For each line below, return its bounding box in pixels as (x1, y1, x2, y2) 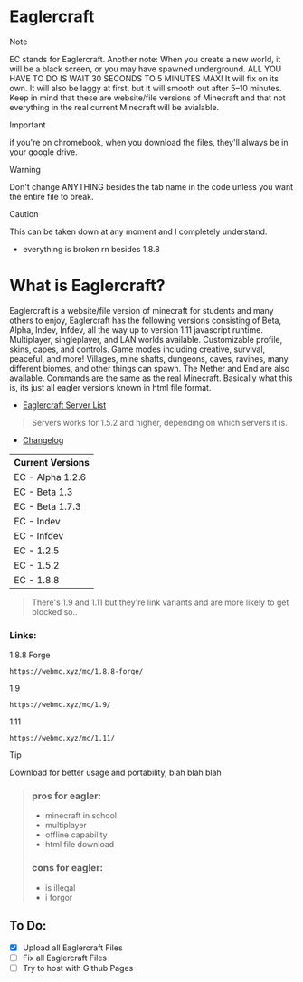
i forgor (44, 892, 73, 902)
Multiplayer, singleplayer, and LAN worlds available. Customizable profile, (9, 334, 283, 345)
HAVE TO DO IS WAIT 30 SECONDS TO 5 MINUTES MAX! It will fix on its (9, 72, 279, 83)
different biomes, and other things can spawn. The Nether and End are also (9, 363, 290, 373)
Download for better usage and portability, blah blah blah (9, 767, 222, 779)
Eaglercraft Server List (22, 400, 107, 411)
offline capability (44, 829, 108, 840)
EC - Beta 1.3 (14, 486, 73, 498)
